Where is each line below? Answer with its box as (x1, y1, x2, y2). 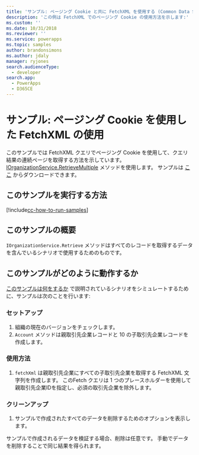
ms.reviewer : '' (6, 31, 46, 37)
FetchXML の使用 (18, 128, 105, 142)
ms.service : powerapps (6, 36, 62, 42)
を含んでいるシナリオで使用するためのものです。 (6, 249, 125, 256)
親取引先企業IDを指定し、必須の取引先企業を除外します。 (14, 384, 155, 391)
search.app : (6, 75, 36, 81)
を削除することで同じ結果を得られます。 (6, 443, 105, 450)
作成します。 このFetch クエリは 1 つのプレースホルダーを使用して (30, 376, 191, 383)
